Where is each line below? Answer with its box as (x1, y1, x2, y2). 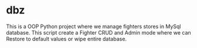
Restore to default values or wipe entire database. (6, 35, 127, 42)
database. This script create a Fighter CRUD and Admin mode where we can (6, 29, 191, 36)
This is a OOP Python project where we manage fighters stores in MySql (6, 23, 181, 30)
